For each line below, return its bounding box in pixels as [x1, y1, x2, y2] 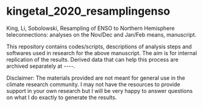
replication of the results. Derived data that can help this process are [6, 56, 179, 63]
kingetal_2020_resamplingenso [6, 4, 171, 18]
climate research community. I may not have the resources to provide [6, 81, 180, 88]
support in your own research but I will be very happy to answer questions [6, 87, 193, 94]
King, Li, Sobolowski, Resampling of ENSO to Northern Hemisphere [6, 24, 175, 32]
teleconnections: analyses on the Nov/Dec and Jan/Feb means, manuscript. [6, 31, 197, 38]
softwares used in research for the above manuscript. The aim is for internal [6, 49, 197, 56]
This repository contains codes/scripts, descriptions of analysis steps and [6, 43, 192, 50]
